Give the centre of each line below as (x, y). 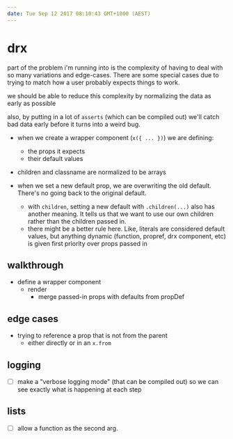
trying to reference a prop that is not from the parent (93, 336)
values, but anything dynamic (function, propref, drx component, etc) (127, 236)
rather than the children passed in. (77, 221)
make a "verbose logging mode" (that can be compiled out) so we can (118, 382)
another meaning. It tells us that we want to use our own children (121, 214)
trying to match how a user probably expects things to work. (94, 82)
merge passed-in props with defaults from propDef (111, 297)
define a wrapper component (59, 282)
